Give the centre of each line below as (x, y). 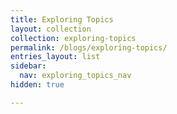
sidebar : (28, 66)
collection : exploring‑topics (73, 38)
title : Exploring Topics (62, 19)
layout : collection (51, 29)
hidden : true (37, 85)
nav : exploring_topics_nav (75, 76)
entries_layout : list (55, 57)
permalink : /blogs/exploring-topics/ (89, 47)
